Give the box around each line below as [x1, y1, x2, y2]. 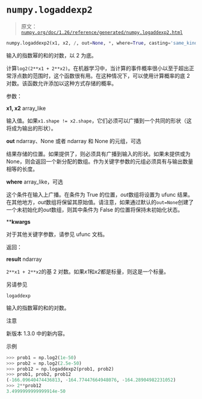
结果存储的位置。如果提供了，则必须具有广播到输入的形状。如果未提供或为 [6, 150, 191, 158]
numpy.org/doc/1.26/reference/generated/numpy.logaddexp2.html [20, 29, 183, 36]
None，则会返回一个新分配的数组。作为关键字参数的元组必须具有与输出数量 [6, 158, 194, 165]
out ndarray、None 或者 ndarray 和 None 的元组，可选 [6, 137, 141, 144]
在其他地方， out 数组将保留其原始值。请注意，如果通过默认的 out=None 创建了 [6, 198, 194, 206]
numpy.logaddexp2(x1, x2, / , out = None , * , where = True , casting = [6, 40, 171, 46]
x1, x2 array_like [6, 104, 46, 112]
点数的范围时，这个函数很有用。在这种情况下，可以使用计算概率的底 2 [16, 72, 191, 79]
